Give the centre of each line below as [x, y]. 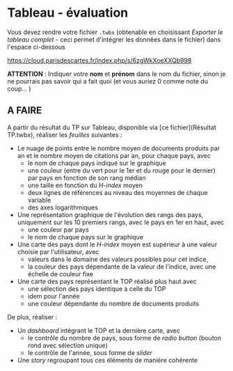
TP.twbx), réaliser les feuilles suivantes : [65, 134]
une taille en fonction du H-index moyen [85, 185]
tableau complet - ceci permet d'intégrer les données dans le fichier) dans [114, 39]
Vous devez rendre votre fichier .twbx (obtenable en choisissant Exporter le [115, 32]
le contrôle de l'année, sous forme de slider [90, 352]
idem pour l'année [54, 296]
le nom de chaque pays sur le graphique [86, 237]
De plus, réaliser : [32, 317]
